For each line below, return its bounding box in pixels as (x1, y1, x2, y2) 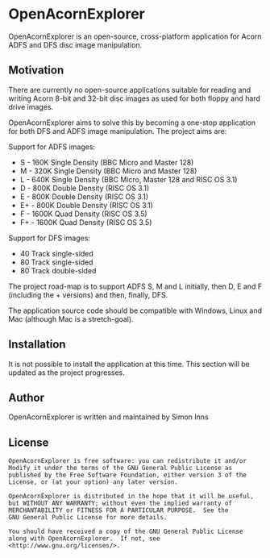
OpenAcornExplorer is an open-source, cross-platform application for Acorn (8, 31, 262, 41)
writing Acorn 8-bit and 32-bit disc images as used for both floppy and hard (8, 94, 260, 103)
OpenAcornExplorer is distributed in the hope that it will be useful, (8, 493, 254, 501)
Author (8, 390, 44, 404)
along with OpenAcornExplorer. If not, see (8, 535, 160, 543)
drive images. (8, 102, 54, 111)
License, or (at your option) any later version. (8, 478, 179, 486)
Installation (8, 338, 66, 352)
